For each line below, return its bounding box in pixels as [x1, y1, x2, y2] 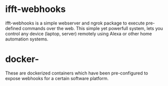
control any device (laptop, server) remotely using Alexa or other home [5, 30, 152, 36]
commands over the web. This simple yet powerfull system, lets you [22, 25, 163, 31]
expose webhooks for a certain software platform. [5, 75, 109, 81]
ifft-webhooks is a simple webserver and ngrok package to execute [5, 20, 145, 26]
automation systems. [5, 36, 49, 42]
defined [5, 25, 22, 31]
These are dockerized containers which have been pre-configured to [5, 70, 148, 76]
